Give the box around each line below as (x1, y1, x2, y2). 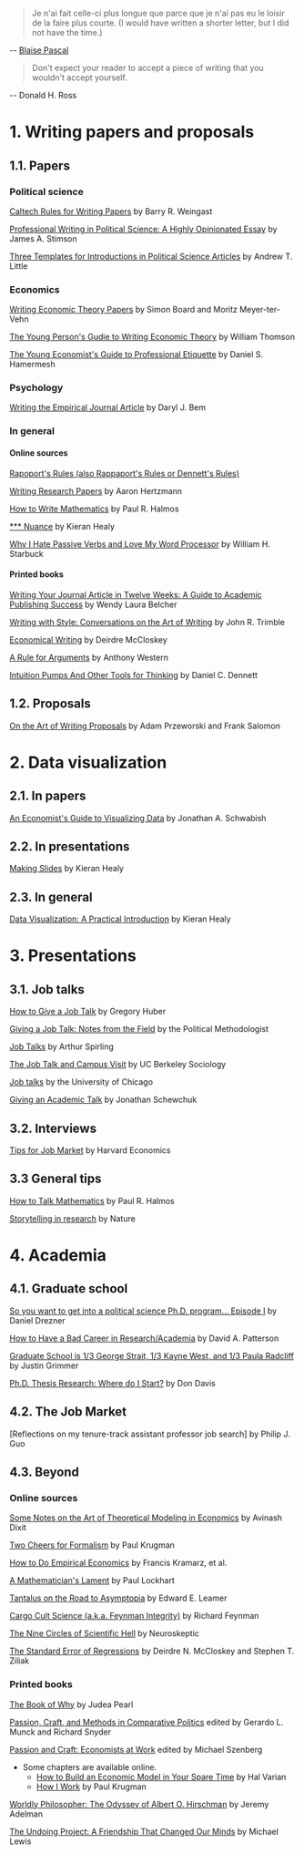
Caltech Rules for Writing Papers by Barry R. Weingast (9, 205, 213, 217)
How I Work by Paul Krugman (35, 1781, 147, 1792)
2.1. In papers (9, 788, 86, 804)
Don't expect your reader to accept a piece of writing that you (31, 63, 264, 73)
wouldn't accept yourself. (31, 72, 127, 83)
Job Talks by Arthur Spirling (9, 1041, 114, 1052)
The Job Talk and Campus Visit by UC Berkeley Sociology (9, 1059, 227, 1070)
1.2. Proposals (9, 696, 91, 712)
